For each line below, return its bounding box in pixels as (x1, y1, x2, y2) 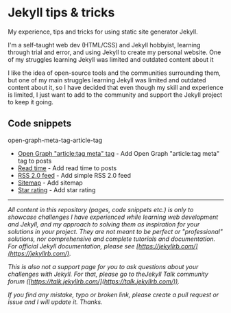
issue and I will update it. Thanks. (8, 297, 103, 306)
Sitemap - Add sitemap (17, 178, 83, 187)
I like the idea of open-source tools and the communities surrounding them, (8, 69, 221, 77)
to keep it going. (8, 97, 54, 106)
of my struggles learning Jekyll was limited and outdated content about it (8, 55, 215, 63)
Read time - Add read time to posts (17, 163, 117, 172)
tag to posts (17, 156, 52, 165)
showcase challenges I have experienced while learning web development (8, 213, 219, 221)
